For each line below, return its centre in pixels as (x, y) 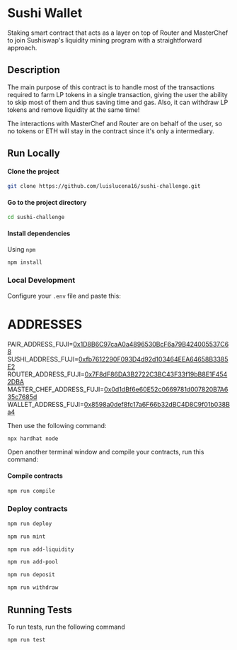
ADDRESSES (45, 324)
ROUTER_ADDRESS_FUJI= (46, 374)
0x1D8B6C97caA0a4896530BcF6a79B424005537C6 (151, 344)
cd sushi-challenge (36, 218)
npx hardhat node (33, 438)
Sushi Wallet (45, 13)
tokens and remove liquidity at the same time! (74, 110)
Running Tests (40, 610)
